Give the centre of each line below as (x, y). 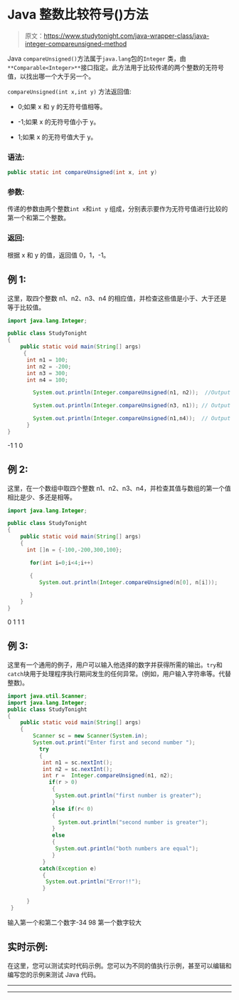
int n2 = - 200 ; (49, 367)
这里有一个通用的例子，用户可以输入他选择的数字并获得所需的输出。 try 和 (115, 665)
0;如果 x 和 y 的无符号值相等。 (62, 106)
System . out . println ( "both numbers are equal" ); (127, 849)
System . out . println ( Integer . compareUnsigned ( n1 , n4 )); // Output (132, 419)
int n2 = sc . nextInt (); (78, 769)
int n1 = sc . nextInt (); (78, 762)
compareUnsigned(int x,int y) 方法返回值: (69, 91)
